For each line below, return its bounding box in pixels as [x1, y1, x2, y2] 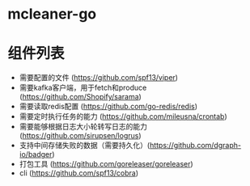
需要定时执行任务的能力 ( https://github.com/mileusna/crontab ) [19, 112, 227, 121]
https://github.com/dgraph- [149, 141, 242, 150]
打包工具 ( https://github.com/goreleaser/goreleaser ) [19, 159, 193, 169]
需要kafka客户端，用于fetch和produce [19, 82, 147, 93]
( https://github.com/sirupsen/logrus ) [19, 131, 142, 141]
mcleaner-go [7, 5, 97, 23]
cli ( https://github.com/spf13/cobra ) [19, 168, 139, 178]
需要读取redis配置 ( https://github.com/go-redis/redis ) [19, 102, 198, 112]
